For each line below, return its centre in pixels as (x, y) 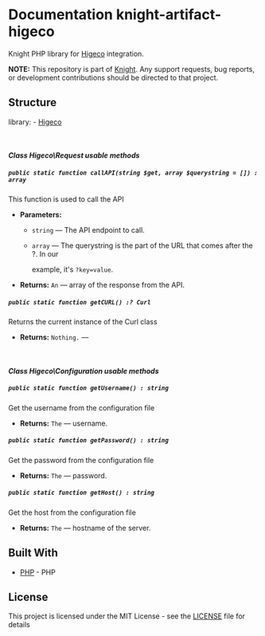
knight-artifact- (169, 15)
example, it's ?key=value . (72, 269)
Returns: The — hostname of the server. (85, 528)
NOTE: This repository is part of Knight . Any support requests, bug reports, (131, 69)
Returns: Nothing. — (54, 337)
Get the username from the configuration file (82, 407)
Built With (33, 553)
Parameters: (41, 215)
